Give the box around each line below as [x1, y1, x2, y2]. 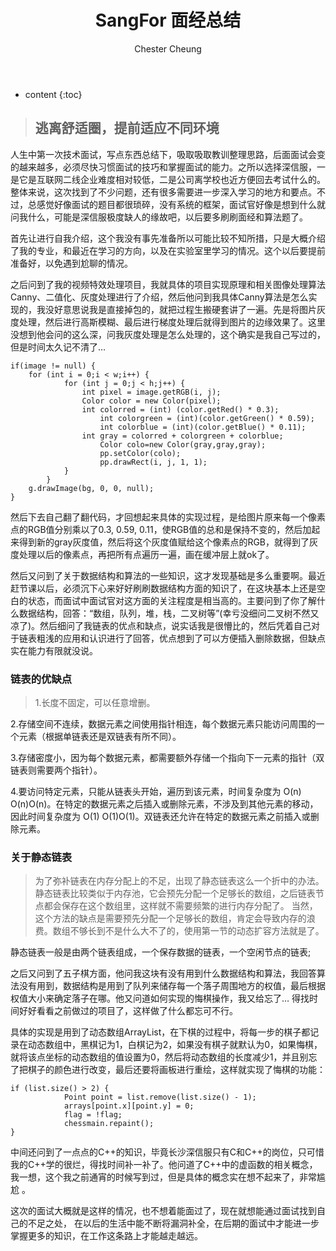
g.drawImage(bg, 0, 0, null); [28, 483, 155, 493]
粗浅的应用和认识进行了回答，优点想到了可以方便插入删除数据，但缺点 [36, 632, 326, 644]
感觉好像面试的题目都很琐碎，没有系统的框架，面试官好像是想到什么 [36, 198, 317, 210]
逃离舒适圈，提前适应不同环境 [34, 120, 220, 137]
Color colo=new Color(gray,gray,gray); [99, 439, 267, 450]
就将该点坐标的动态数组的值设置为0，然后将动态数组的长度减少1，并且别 [10, 1051, 309, 1063]
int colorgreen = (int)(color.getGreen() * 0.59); [99, 413, 315, 423]
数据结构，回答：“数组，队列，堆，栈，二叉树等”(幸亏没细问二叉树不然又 [18, 607, 320, 619]
